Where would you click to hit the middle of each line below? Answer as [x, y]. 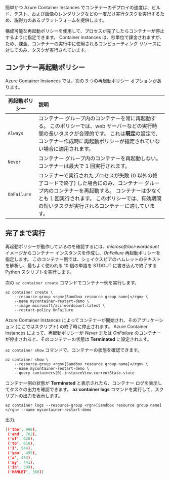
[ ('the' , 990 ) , [21, 429]
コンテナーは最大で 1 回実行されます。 [84, 166]
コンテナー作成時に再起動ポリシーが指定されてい [97, 141]
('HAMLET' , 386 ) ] [26, 472]
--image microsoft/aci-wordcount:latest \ [60, 306]
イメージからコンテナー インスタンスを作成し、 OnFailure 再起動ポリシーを [83, 252]
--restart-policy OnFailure [44, 310]
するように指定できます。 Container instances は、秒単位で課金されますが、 [85, 37]
